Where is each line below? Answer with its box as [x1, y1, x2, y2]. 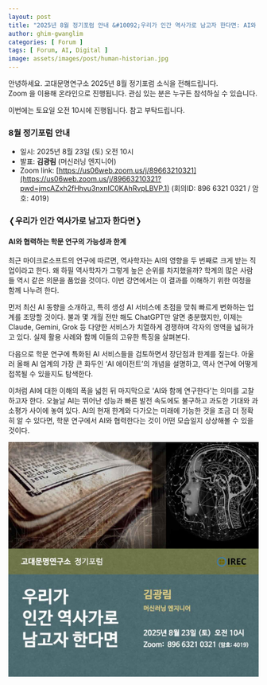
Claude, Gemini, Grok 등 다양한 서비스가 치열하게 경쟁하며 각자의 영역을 [8, 322, 233, 332]
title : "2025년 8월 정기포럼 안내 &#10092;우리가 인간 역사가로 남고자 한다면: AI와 [8, 21, 257, 29]
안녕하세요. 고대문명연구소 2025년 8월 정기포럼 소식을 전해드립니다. [8, 79, 219, 88]
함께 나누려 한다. [8, 286, 60, 295]
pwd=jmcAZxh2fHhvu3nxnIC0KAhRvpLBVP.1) [19, 184, 170, 193]
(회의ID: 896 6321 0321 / [171, 184, 251, 193]
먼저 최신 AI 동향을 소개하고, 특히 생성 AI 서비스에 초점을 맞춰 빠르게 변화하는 [8, 302, 246, 312]
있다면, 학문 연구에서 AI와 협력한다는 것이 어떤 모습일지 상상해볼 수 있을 [33, 416, 254, 426]
